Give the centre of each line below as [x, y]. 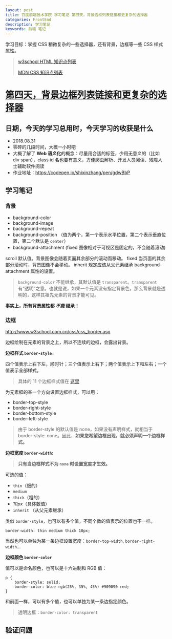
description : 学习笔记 [28, 24]
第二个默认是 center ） [45, 241]
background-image [33, 223]
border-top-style [30, 402]
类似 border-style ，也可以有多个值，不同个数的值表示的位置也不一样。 [80, 521]
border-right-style [32, 408]
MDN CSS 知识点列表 [40, 73]
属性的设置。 [44, 271]
